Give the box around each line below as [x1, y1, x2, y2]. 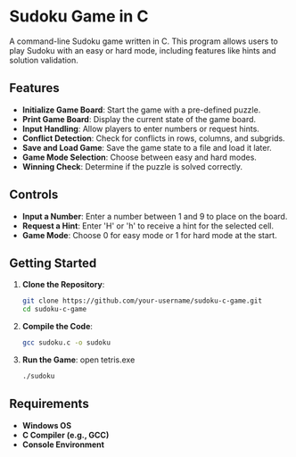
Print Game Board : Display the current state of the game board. [21, 113, 257, 124]
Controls [9, 187, 59, 203]
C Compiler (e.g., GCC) [21, 429, 110, 440]
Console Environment [21, 439, 105, 450]
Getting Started [9, 255, 97, 270]
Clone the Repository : [21, 279, 105, 290]
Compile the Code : [21, 321, 94, 332]
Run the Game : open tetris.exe [21, 354, 136, 365]
